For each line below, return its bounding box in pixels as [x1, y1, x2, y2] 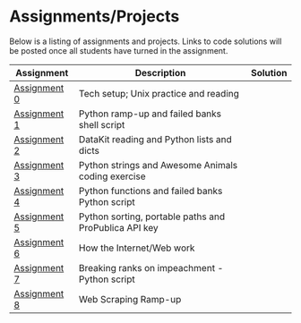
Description [134, 66, 186, 79]
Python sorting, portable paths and [79, 210, 226, 223]
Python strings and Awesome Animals [79, 158, 238, 171]
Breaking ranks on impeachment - [79, 261, 224, 274]
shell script [79, 118, 125, 131]
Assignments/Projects [9, 6, 180, 27]
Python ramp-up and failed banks [79, 107, 222, 120]
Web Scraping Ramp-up [79, 293, 182, 305]
